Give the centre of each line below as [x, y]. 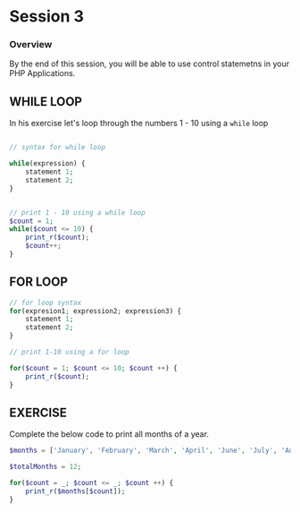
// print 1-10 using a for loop [69, 352]
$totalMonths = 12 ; [46, 467]
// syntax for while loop [57, 148]
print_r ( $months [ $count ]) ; [75, 491]
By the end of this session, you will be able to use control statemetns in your [150, 64]
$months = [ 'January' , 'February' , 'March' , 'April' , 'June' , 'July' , [143, 451]
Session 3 [47, 17]
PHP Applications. [42, 73]
